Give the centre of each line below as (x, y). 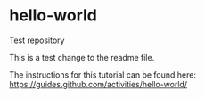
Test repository (37, 40)
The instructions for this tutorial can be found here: (102, 74)
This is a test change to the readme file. (82, 57)
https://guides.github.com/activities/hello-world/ (98, 84)
